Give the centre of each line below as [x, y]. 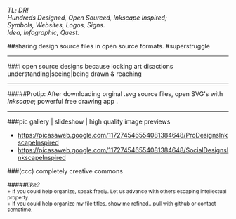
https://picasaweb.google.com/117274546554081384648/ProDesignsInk [123, 135]
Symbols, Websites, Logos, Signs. [56, 25]
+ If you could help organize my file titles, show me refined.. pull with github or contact [112, 204]
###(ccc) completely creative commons [65, 171]
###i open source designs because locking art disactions [90, 66]
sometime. [20, 210]
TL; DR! [18, 10]
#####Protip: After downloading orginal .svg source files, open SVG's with [115, 94]
